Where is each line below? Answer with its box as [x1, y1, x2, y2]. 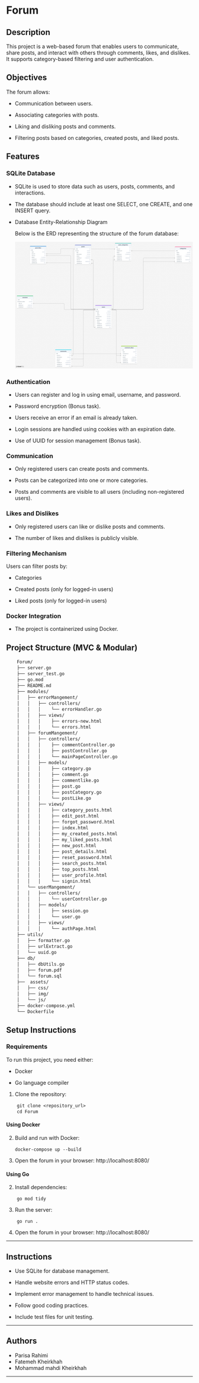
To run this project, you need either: [6, 1056, 94, 1063]
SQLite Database [6, 170, 56, 178]
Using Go [6, 1170, 30, 1177]
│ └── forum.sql [17, 973, 62, 979]
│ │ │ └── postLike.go [17, 796, 92, 801]
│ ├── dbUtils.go [17, 962, 65, 967]
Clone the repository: [14, 1090, 67, 1097]
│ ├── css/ [17, 985, 49, 991]
